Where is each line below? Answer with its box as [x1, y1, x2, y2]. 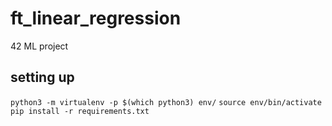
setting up [10, 69, 75, 86]
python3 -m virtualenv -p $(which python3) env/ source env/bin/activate [10, 97, 322, 107]
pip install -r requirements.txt [10, 106, 150, 116]
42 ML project [10, 40, 69, 52]
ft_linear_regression [10, 7, 182, 30]
